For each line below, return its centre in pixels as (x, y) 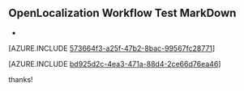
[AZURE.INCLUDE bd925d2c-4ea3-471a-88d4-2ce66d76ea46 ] (115, 64)
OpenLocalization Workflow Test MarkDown (122, 13)
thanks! (21, 79)
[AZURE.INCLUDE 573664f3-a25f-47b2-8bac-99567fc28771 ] (112, 48)
